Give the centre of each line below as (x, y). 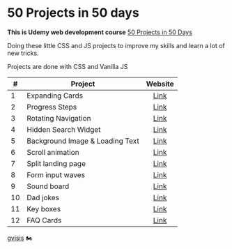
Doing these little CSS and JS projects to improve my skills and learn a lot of (116, 45)
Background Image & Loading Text (83, 141)
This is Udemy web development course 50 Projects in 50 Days (100, 32)
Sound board (48, 186)
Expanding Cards (55, 96)
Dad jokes (43, 197)
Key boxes (44, 209)
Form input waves (56, 174)
